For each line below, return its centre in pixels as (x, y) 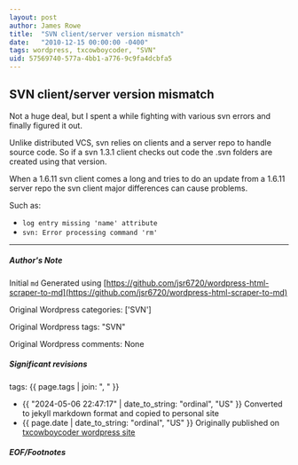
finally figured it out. (46, 125)
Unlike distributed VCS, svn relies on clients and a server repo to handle (141, 142)
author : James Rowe (45, 26)
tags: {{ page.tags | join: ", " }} (64, 386)
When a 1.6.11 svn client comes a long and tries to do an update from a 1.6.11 (147, 178)
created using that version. (58, 162)
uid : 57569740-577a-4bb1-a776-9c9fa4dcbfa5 (91, 59)
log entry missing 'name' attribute (90, 223)
